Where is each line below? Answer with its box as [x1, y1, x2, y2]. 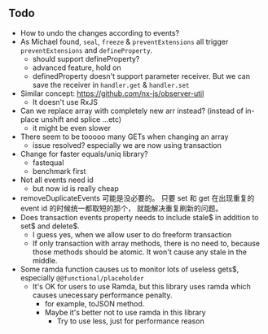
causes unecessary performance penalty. [32, 290, 173, 300]
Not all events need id [20, 175, 94, 184]
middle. [32, 255, 58, 265]
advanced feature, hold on [32, 63, 121, 72]
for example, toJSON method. [44, 298, 145, 308]
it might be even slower [32, 123, 112, 132]
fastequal [32, 158, 64, 167]
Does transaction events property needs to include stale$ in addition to [20, 212, 259, 222]
